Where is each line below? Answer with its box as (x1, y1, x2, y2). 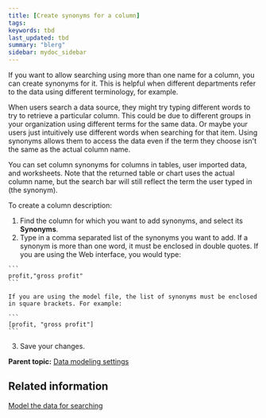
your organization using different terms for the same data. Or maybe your (8, 120, 249, 128)
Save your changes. (19, 342, 86, 351)
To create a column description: (8, 201, 113, 210)
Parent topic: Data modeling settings (8, 357, 129, 366)
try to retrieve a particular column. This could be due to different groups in (8, 111, 252, 120)
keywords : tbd (8, 26, 56, 34)
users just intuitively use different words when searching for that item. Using (8, 128, 258, 137)
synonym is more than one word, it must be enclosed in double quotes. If (19, 241, 259, 251)
